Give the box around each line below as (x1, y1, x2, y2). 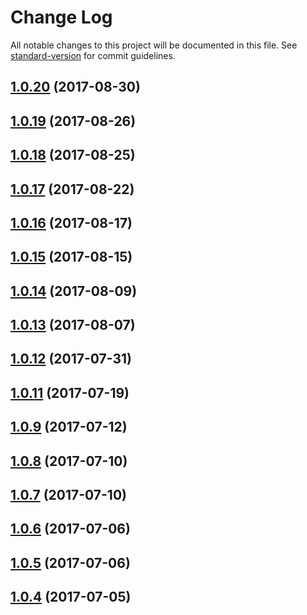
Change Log (10, 6, 113, 29)
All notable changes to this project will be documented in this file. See (10, 39, 298, 51)
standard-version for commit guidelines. (10, 49, 176, 61)
